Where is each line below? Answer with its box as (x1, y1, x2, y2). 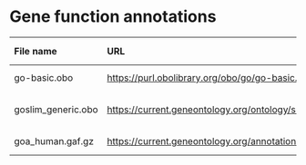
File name (14, 44, 57, 57)
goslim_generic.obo (14, 102, 98, 115)
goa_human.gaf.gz (14, 134, 94, 147)
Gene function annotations (9, 6, 217, 27)
